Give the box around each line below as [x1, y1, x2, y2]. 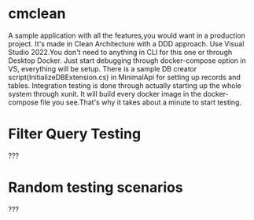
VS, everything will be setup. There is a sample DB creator [8, 64, 197, 73]
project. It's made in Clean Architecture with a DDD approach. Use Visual [8, 38, 245, 48]
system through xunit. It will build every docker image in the [8, 89, 202, 98]
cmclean [8, 5, 66, 23]
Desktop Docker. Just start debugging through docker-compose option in [8, 56, 246, 65]
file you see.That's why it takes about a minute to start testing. [40, 97, 242, 107]
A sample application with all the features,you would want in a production [8, 31, 246, 40]
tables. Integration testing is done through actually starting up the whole [8, 80, 241, 90]
